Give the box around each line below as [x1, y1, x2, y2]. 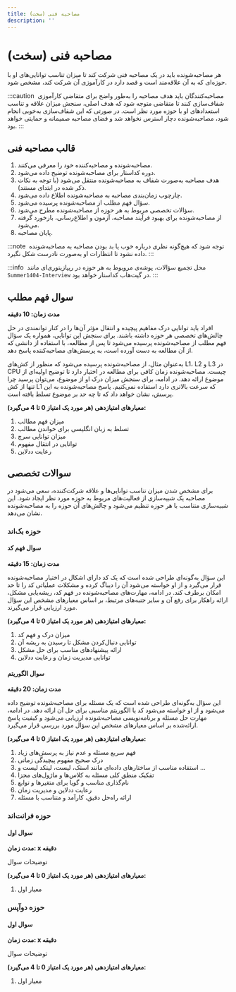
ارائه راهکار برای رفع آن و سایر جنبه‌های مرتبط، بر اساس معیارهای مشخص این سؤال [7, 595, 228, 604]
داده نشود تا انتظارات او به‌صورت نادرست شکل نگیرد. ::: [7, 250, 154, 258]
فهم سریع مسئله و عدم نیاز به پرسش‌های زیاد [17, 749, 136, 757]
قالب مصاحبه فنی [7, 142, 75, 154]
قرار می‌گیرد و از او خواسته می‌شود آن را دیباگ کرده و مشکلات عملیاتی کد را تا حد [7, 581, 222, 589]
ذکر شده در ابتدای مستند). [17, 183, 87, 192]
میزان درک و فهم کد [17, 631, 70, 639]
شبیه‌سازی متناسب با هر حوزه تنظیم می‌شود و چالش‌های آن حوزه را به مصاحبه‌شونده [7, 501, 229, 509]
